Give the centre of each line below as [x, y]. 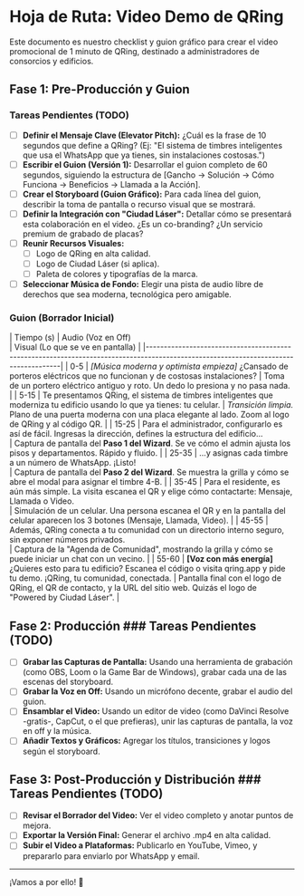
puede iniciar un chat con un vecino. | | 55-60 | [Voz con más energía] [141, 559]
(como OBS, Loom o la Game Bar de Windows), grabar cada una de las [155, 672]
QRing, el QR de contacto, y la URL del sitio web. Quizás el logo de [133, 588]
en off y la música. [57, 731]
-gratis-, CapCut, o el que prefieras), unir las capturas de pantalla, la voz [158, 721]
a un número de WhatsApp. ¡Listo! [73, 463]
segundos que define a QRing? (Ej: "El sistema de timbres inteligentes [152, 145]
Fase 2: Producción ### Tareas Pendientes [133, 626]
